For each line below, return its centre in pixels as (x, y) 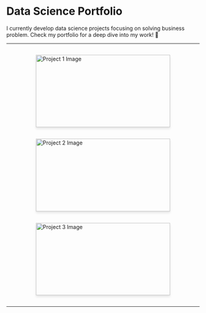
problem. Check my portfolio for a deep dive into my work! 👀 (82, 34)
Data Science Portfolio (64, 11)
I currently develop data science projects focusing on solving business (96, 28)
